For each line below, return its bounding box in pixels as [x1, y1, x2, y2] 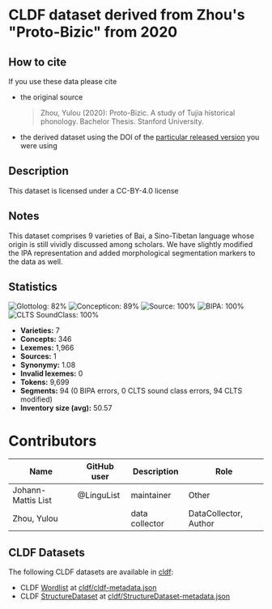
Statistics [8, 280, 58, 294]
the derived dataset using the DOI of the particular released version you [19, 132, 260, 142]
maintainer [130, 490, 172, 501]
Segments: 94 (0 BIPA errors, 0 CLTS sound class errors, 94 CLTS [19, 386, 243, 396]
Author [188, 518, 215, 530]
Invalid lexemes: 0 [19, 368, 83, 378]
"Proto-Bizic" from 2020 [8, 23, 178, 41]
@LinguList [77, 490, 121, 501]
